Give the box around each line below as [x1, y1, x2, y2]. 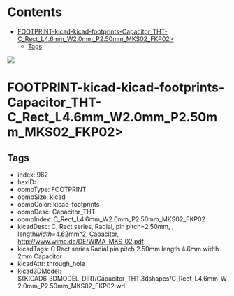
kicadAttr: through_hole [17, 259, 85, 267]
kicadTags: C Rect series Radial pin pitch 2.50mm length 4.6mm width [17, 244, 219, 253]
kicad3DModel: [17, 267, 61, 275]
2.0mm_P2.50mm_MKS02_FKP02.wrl [17, 281, 126, 290]
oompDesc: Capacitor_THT [17, 207, 96, 216]
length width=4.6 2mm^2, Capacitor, [17, 230, 119, 238]
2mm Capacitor [17, 252, 62, 260]
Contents [7, 4, 63, 20]
